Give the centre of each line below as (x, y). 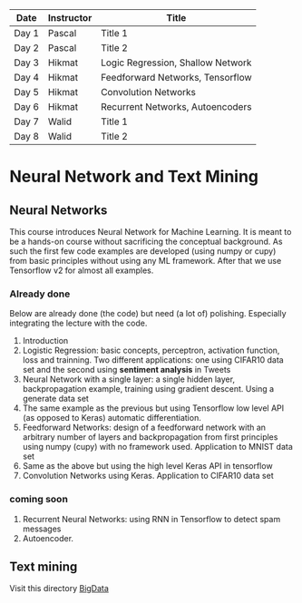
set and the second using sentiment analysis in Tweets (127, 370)
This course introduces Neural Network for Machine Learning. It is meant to (151, 232)
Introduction (45, 341)
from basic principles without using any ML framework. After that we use (146, 261)
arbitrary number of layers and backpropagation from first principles (150, 437)
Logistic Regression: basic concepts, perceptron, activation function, (151, 350)
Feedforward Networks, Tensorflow (176, 78)
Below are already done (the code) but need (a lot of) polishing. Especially (148, 314)
